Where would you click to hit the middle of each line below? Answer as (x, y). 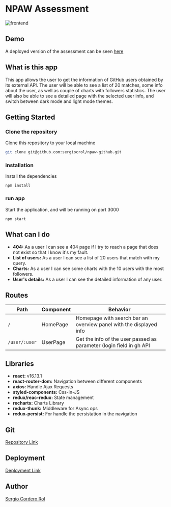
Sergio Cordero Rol (25, 499)
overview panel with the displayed (116, 325)
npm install (18, 186)
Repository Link (22, 442)
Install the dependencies (31, 176)
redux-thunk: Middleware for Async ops (55, 409)
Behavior (120, 310)
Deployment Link (23, 470)
